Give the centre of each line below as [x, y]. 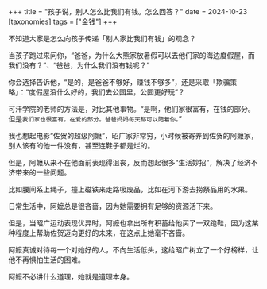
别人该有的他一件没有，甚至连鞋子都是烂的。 [81, 146]
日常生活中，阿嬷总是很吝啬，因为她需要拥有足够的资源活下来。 [112, 206]
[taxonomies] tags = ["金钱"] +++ [63, 21]
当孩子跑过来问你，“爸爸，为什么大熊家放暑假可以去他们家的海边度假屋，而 [132, 55]
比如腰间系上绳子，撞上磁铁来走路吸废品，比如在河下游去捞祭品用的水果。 [130, 189]
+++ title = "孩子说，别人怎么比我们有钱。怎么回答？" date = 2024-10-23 [128, 12]
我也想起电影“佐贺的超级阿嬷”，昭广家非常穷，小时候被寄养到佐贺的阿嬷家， [133, 136]
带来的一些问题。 [43, 172]
